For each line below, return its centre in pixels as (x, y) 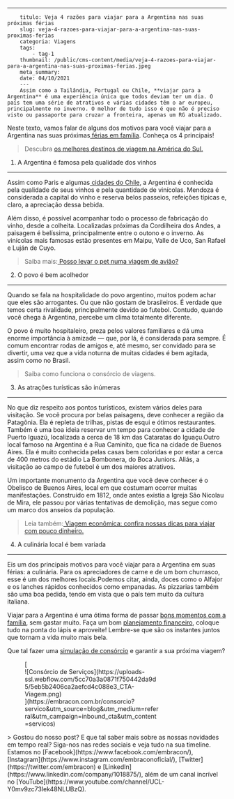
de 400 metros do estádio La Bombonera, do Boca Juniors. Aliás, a (103, 459)
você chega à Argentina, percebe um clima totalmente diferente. (100, 317)
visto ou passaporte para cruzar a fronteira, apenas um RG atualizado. (115, 115)
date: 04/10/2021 (45, 78)
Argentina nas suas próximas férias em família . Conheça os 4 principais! (111, 135)
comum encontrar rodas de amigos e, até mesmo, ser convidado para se (111, 345)
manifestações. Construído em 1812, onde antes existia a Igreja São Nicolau (116, 495)
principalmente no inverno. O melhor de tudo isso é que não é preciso (113, 109)
